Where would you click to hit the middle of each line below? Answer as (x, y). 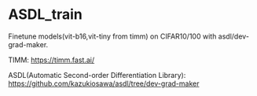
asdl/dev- (234, 36)
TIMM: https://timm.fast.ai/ (51, 60)
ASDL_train (45, 15)
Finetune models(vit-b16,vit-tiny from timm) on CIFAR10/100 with (112, 36)
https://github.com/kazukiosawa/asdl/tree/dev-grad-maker (104, 83)
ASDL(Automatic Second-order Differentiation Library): (97, 75)
